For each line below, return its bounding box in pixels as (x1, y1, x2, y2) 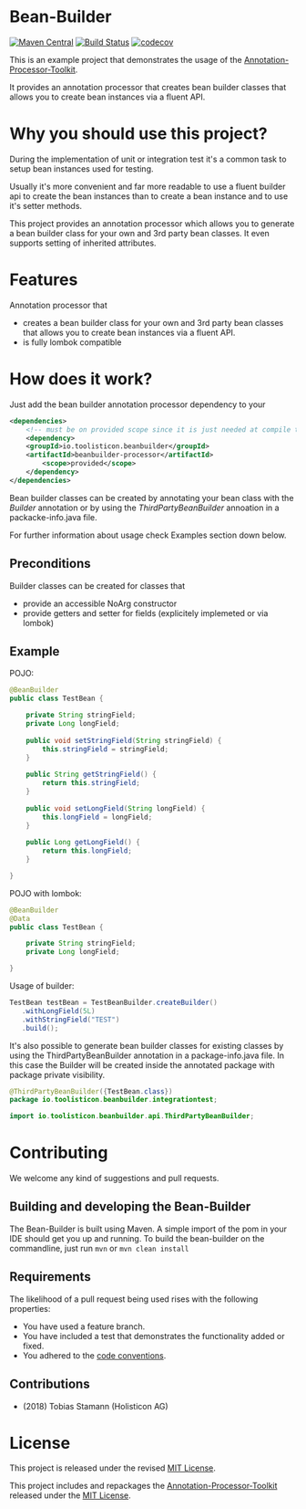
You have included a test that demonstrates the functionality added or (22, 1330, 285, 1341)
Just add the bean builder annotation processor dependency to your (9, 399, 266, 410)
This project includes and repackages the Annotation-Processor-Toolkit (9, 1481, 278, 1492)
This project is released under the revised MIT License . (9, 1462, 217, 1473)
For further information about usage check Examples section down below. (9, 529, 287, 540)
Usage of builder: (9, 980, 75, 991)
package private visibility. (9, 1069, 106, 1080)
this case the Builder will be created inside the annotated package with (9, 1059, 275, 1070)
